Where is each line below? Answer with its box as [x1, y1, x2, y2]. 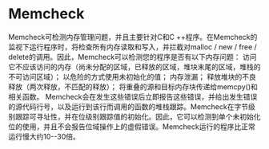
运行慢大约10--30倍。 [8, 131, 80, 141]
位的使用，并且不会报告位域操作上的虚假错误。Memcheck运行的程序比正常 [8, 121, 256, 131]
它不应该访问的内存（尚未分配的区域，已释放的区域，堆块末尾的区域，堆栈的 [8, 61, 261, 72]
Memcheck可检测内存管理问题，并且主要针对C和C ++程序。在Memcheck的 [8, 32, 258, 41]
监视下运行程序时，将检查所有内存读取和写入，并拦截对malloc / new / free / [8, 41, 258, 52]
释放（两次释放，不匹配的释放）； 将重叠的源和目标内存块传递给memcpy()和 [8, 81, 259, 92]
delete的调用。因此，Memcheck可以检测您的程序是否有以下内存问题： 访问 [8, 52, 258, 61]
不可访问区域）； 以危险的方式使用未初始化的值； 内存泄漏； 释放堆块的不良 [8, 72, 256, 81]
